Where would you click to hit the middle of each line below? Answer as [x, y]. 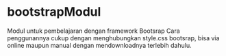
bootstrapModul [54, 12]
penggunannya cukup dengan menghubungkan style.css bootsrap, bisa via [113, 38]
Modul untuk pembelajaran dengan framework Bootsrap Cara [93, 31]
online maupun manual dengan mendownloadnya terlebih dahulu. [99, 45]
